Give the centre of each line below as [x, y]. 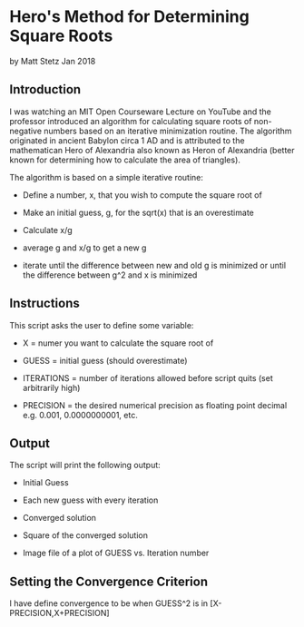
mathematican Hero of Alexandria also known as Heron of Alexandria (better [152, 150]
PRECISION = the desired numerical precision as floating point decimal [155, 405]
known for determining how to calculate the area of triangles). [125, 160]
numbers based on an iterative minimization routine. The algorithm [168, 131]
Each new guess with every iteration [90, 500]
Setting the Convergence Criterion [109, 581]
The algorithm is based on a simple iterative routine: [107, 177]
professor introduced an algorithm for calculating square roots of [131, 121]
